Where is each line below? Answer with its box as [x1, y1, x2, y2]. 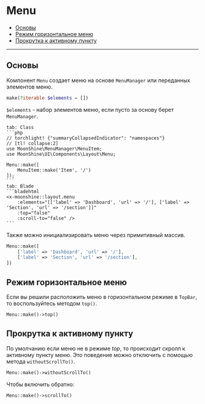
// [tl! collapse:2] [6, 140, 59, 147]
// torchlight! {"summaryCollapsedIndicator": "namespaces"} [6, 135, 165, 141]
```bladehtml [6, 188, 40, 194]
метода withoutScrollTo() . [6, 358, 75, 365]
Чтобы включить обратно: [6, 380, 75, 388]
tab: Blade [6, 183, 34, 189]
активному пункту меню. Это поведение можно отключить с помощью [6, 351, 193, 358]
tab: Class [6, 124, 34, 130]
